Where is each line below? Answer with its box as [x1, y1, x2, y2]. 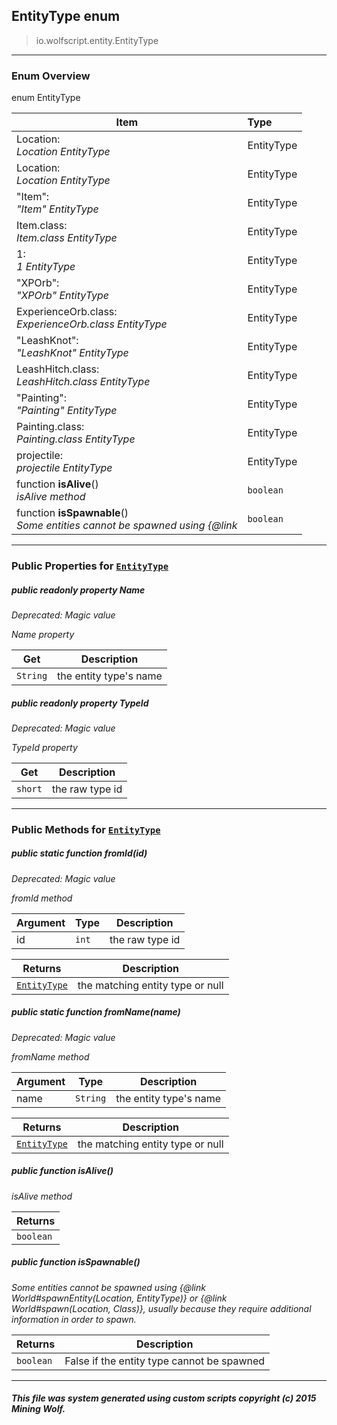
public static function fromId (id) [11, 847, 148, 859]
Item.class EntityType [16, 231, 118, 245]
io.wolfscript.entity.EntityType [35, 34, 159, 46]
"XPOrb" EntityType [16, 289, 110, 303]
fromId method [11, 892, 73, 904]
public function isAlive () [11, 1165, 114, 1177]
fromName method [11, 1050, 90, 1063]
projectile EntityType [16, 461, 113, 475]
